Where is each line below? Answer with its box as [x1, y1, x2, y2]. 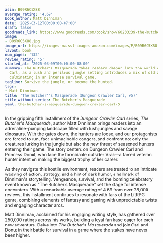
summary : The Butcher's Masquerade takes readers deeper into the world [5, 66, 155, 71]
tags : [5, 84, 16, 89]
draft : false [5, 25, 32, 30]
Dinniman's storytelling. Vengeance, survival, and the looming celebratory [5, 176, 153, 182]
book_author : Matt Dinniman [5, 16, 62, 21]
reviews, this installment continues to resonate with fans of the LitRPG [5, 192, 145, 197]
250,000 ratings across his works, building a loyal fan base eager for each [5, 217, 154, 223]
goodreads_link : [5, 30, 38, 35]
